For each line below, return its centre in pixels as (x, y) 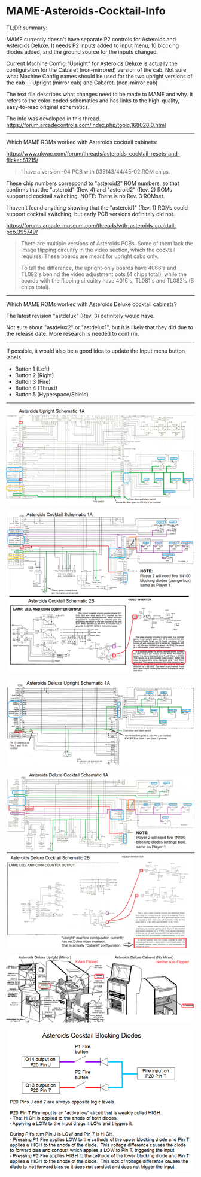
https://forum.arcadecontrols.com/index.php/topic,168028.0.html (86, 125)
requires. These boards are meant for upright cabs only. (90, 256)
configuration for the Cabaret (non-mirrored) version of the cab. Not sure (96, 69)
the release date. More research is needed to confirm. (73, 333)
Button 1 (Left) (32, 369)
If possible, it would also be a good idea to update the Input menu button (96, 351)
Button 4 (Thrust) (36, 388)
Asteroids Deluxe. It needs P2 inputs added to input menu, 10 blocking (93, 45)
